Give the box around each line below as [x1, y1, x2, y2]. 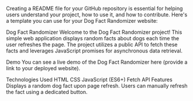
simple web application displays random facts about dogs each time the [6, 35, 180, 41]
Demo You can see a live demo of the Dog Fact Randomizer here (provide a [6, 58, 188, 65]
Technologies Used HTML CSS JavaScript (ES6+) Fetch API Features [6, 76, 173, 83]
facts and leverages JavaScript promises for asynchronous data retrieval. [6, 47, 183, 54]
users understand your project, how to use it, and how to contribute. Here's [6, 11, 188, 18]
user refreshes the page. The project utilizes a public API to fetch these [6, 41, 178, 48]
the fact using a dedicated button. [6, 89, 88, 95]
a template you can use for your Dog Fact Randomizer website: [6, 18, 158, 24]
